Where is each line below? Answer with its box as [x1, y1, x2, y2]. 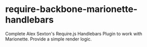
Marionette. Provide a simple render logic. [5, 36, 92, 42]
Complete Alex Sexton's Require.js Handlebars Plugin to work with [5, 30, 142, 36]
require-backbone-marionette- [5, 3, 138, 15]
